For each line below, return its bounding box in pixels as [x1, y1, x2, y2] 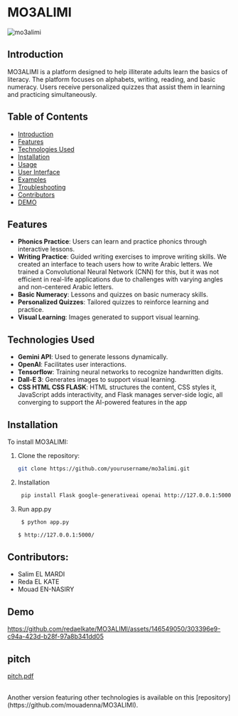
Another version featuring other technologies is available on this [7, 692, 195, 702]
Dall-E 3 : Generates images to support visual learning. [17, 375, 177, 384]
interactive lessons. [17, 245, 75, 254]
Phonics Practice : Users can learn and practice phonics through [17, 237, 207, 246]
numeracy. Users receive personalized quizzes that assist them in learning [7, 83, 225, 91]
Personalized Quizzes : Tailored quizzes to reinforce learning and [17, 298, 210, 306]
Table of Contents [7, 111, 89, 123]
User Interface [17, 167, 60, 176]
